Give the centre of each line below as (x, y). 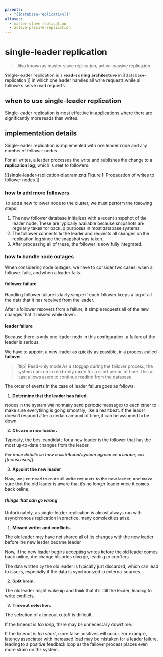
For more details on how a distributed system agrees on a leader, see (75, 455)
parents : (14, 10)
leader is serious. (22, 342)
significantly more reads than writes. (42, 118)
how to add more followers (37, 193)
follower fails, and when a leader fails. (43, 273)
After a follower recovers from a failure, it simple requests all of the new (77, 309)
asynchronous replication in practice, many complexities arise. (68, 518)
